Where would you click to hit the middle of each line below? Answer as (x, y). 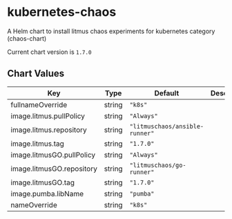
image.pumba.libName (47, 193)
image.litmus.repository (49, 130)
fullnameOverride (39, 104)
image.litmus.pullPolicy (48, 116)
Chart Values (36, 74)
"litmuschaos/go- (158, 165)
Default (167, 93)
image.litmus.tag (37, 144)
